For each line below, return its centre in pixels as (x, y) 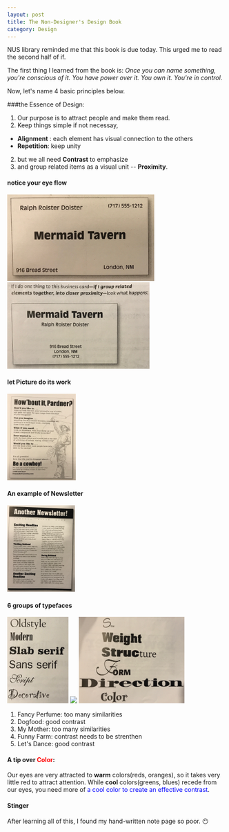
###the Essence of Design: (46, 104)
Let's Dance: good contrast (56, 744)
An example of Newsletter (45, 494)
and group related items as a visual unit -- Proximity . (92, 167)
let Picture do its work (39, 382)
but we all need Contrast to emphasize (72, 160)
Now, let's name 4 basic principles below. (66, 91)
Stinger (18, 805)
